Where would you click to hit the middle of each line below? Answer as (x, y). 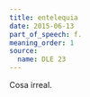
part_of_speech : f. (46, 34)
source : (24, 51)
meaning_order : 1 (42, 43)
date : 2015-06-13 (42, 26)
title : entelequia (44, 18)
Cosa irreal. (31, 85)
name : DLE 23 (42, 59)
